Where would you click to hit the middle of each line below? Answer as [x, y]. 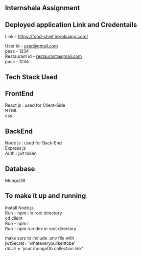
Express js [15, 148]
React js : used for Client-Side [35, 105]
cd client [14, 218]
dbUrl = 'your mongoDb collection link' [44, 248]
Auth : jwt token [21, 153]
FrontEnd [19, 93]
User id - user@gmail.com [32, 46]
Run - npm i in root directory [34, 213]
